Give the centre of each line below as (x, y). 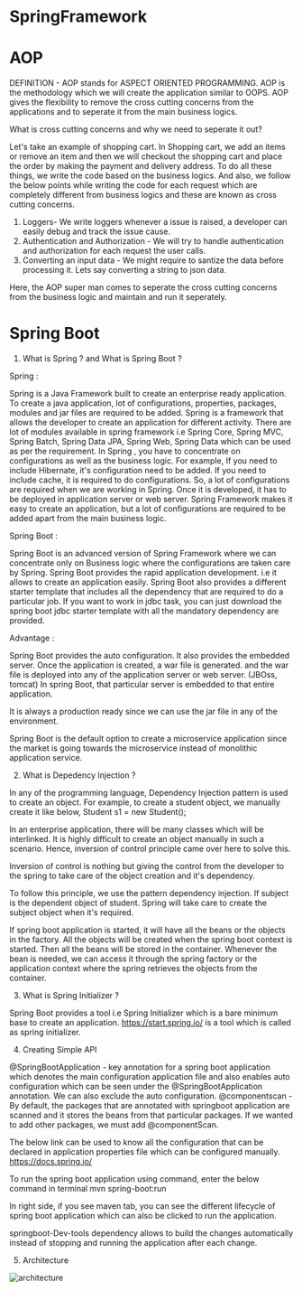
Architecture (46, 1260)
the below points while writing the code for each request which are (133, 185)
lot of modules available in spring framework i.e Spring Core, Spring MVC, (146, 432)
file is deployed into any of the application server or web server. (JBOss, (143, 675)
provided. (27, 621)
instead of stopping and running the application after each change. (133, 1243)
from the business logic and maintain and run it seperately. (118, 297)
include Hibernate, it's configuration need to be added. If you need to (138, 471)
